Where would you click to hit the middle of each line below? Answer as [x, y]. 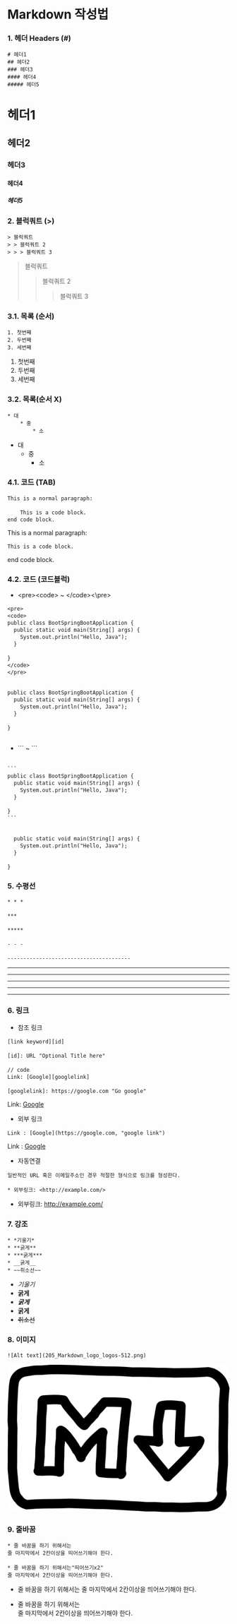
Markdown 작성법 [58, 14]
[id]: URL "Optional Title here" [56, 1056]
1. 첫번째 [19, 333]
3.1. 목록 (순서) [31, 316]
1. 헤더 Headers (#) [39, 38]
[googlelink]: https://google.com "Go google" [77, 1091]
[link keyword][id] [36, 1041]
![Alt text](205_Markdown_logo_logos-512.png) [77, 1356]
